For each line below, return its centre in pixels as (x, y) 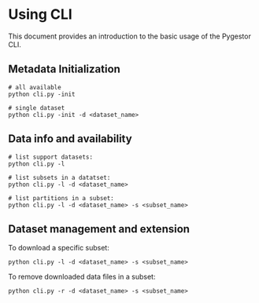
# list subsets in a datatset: (59, 177)
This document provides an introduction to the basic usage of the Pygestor (130, 36)
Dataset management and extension (99, 229)
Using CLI (40, 15)
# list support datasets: (50, 157)
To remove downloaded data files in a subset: (82, 277)
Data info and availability (70, 139)
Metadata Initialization (64, 69)
